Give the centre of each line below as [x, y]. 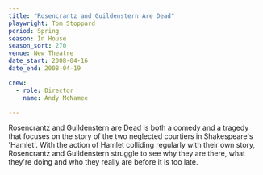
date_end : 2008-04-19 [45, 69]
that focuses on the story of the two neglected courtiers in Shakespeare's [131, 136]
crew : [17, 83]
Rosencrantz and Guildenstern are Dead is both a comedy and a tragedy [129, 128]
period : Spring [34, 31]
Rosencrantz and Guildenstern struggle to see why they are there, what [127, 153]
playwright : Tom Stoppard [52, 23]
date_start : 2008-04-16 [48, 61]
